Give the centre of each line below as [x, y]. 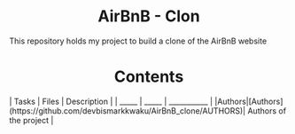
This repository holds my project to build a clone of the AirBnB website [138, 41]
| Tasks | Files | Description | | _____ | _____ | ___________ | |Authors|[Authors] [146, 101]
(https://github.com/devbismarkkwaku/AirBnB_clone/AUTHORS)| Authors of [147, 110]
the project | [31, 120]
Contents [149, 77]
